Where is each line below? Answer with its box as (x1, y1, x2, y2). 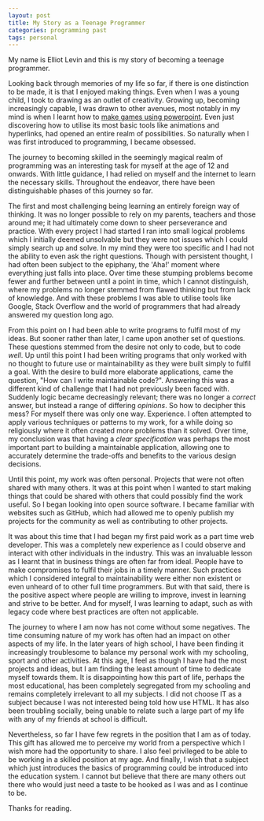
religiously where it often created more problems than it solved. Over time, (8, 426, 249, 436)
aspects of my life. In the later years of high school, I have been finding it (8, 639, 244, 648)
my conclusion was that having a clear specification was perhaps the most (8, 434, 251, 444)
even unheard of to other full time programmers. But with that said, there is (8, 582, 250, 592)
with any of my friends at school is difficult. (8, 715, 148, 724)
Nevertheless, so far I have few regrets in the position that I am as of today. (8, 730, 251, 739)
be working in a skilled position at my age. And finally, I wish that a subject (8, 755, 249, 764)
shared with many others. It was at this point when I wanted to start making (8, 483, 251, 492)
